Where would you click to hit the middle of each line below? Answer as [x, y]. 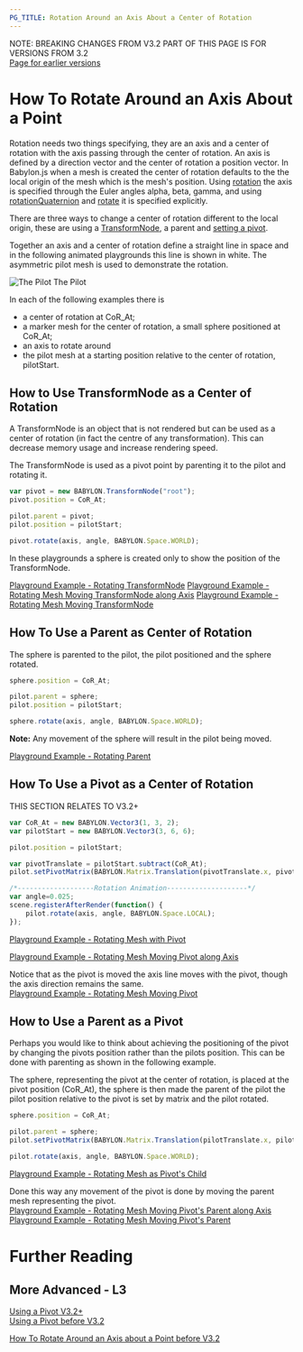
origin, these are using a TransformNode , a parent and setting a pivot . [139, 227]
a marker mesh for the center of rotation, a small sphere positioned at [151, 327]
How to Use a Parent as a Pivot [96, 1021]
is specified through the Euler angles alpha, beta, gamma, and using [136, 191]
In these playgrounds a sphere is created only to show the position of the [145, 558]
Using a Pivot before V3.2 [57, 1320]
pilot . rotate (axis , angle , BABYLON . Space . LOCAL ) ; [121, 913]
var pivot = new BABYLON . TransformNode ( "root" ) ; [102, 492]
